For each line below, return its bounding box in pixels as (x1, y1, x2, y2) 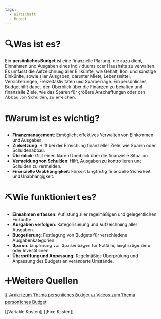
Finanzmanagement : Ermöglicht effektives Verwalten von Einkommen (12, 132, 154, 138)
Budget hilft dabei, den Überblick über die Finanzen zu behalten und (5, 84, 142, 90)
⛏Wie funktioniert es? (5, 192, 97, 203)
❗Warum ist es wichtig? (5, 112, 100, 123)
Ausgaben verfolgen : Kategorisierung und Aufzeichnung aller (12, 221, 138, 228)
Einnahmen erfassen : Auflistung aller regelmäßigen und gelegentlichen (12, 211, 157, 217)
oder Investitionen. (12, 248, 50, 254)
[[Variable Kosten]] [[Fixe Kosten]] (5, 309, 74, 315)
